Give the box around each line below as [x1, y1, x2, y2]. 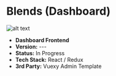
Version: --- [15, 43, 47, 50]
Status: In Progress [15, 49, 65, 56]
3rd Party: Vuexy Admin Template [15, 63, 102, 70]
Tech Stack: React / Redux [15, 56, 84, 63]
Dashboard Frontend [15, 36, 69, 44]
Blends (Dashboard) [6, 4, 111, 18]
